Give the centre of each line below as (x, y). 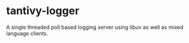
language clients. (27, 33)
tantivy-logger (43, 11)
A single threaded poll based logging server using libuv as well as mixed (95, 27)
